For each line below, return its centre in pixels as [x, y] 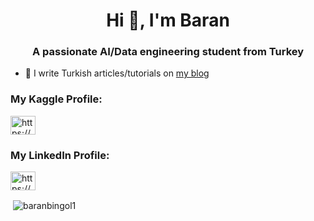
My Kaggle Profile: [56, 99]
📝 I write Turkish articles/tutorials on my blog [117, 73]
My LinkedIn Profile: [60, 155]
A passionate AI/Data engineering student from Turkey [168, 52]
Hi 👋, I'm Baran [168, 20]
